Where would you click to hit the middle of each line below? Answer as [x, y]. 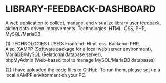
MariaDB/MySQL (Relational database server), [54, 54]
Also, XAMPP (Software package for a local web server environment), [79, 49]
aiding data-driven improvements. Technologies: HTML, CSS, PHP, [76, 28]
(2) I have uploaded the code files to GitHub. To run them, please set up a [83, 70]
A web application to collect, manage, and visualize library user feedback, [83, 23]
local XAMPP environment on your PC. [46, 75]
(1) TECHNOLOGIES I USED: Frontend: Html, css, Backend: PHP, [73, 43]
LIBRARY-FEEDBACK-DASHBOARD [80, 9]
